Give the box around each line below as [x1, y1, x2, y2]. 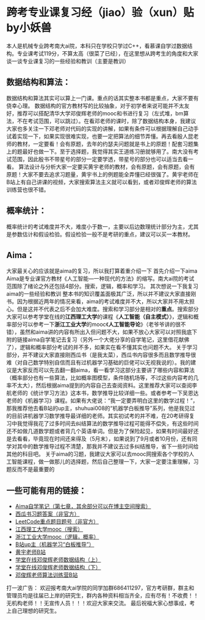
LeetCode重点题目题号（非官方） [15, 518, 99, 525]
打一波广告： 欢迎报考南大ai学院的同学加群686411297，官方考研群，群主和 [6, 584, 195, 592]
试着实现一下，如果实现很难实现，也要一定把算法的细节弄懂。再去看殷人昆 [6, 132, 193, 140]
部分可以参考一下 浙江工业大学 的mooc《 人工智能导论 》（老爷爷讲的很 [11, 321, 181, 328]
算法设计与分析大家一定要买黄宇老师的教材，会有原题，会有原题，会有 [18, 163, 195, 170]
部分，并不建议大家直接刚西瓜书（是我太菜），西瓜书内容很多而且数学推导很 [6, 351, 196, 359]
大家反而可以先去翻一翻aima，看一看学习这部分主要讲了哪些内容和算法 [16, 367, 195, 374]
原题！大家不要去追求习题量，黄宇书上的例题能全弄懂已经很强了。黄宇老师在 [6, 170, 199, 178]
